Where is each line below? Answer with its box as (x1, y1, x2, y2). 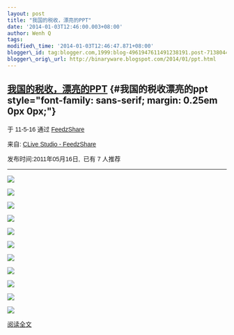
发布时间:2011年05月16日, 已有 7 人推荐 (7, 155, 121, 163)
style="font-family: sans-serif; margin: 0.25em (7, 95, 218, 107)
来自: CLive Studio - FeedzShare (7, 140, 96, 148)
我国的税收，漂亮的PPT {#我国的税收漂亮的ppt (7, 83, 208, 95)
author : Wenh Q (7, 29, 52, 37)
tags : (7, 36, 23, 43)
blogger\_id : (7, 50, 45, 57)
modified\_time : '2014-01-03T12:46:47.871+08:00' (7, 43, 155, 50)
